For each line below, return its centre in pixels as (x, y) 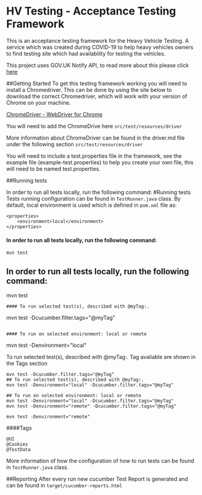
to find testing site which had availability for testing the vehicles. (86, 53)
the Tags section (27, 363)
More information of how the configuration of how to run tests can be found (100, 461)
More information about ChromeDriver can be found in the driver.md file (96, 138)
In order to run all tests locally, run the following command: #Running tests (99, 192)
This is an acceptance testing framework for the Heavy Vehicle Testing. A (97, 40)
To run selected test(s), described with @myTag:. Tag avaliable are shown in (101, 357)
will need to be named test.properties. (53, 169)
